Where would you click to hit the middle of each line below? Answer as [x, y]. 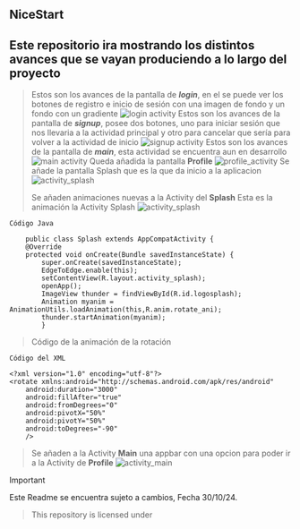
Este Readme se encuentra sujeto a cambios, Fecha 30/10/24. [124, 498]
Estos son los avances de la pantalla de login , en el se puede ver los [157, 95]
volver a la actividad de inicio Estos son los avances [159, 142]
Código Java [31, 224]
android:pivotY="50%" [65, 421]
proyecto [35, 73]
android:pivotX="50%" [65, 414]
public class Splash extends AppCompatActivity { [120, 239]
